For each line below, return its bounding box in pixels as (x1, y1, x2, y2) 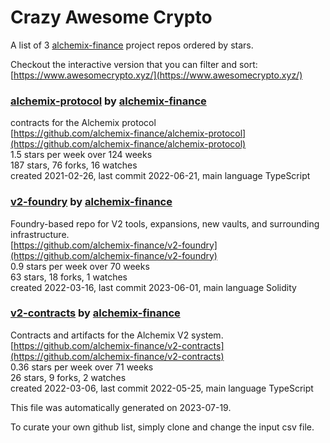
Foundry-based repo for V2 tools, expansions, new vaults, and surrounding (10, 217, 320, 230)
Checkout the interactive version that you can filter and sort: (10, 58, 258, 70)
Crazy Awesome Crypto (10, 6, 213, 29)
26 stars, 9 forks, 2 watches (10, 371, 127, 383)
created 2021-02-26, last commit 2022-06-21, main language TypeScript (10, 170, 311, 182)
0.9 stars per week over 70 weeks (10, 260, 150, 272)
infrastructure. (10, 228, 70, 240)
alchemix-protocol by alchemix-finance (10, 94, 207, 108)
